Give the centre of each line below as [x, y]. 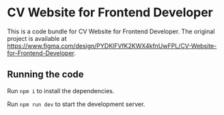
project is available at [37, 38]
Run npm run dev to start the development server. [76, 104]
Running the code [45, 75]
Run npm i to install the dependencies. [61, 91]
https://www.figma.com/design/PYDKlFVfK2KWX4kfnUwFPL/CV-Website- [112, 46]
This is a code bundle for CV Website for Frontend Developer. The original [111, 31]
